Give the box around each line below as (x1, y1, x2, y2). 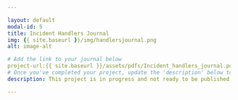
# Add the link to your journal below (7, 56, 122, 63)
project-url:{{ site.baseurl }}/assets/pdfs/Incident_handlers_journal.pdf (7, 62, 236, 70)
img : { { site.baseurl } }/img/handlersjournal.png (7, 36, 157, 43)
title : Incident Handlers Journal (7, 30, 110, 37)
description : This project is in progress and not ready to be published (7, 75, 230, 82)
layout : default (7, 16, 55, 23)
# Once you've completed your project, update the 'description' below (7, 69, 223, 76)
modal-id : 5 (7, 23, 42, 30)
